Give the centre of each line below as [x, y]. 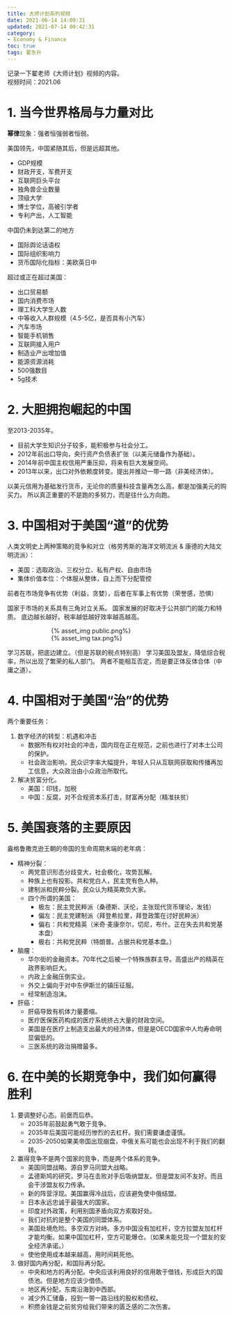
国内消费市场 [35, 300]
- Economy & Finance [37, 40]
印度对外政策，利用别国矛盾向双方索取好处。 [92, 1210]
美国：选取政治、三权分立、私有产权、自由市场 [84, 569]
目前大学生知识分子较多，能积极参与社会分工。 [84, 445]
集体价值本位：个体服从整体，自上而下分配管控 [84, 578]
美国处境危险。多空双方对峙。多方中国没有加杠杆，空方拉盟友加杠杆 [125, 1228]
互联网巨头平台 [39, 180]
